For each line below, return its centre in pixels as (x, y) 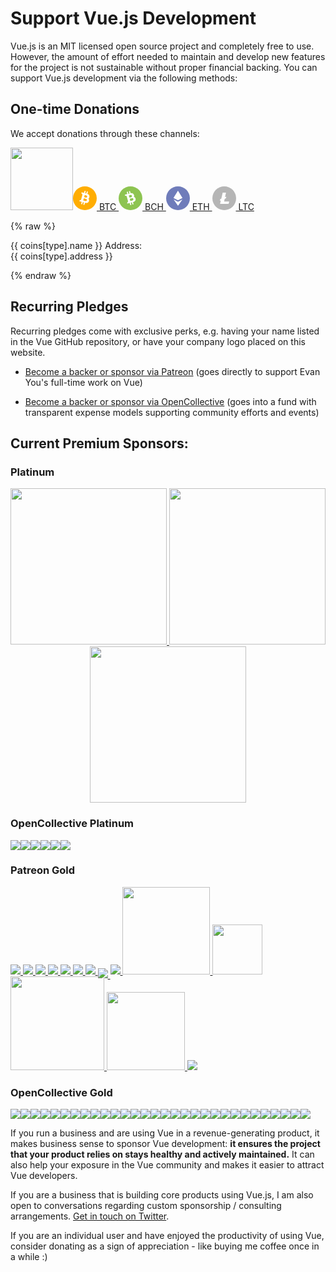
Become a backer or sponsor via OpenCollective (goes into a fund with (170, 401)
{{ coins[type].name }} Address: (76, 245)
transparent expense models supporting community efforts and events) (172, 412)
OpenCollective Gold (61, 1092)
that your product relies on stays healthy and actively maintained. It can (162, 1154)
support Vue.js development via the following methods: (124, 78)
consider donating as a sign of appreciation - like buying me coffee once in (165, 1246)
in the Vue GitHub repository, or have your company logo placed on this (158, 341)
